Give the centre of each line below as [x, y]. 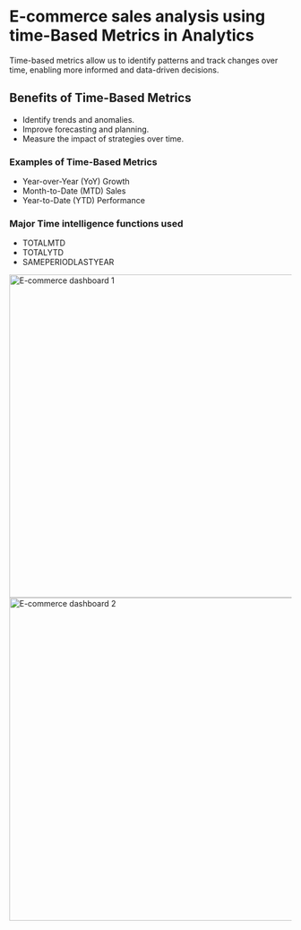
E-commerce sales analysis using [138, 17]
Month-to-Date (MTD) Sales [74, 191]
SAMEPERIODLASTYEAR [68, 263]
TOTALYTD [43, 253]
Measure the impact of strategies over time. [103, 138]
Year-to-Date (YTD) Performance [84, 201]
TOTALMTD [43, 243]
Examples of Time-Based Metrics [83, 161]
